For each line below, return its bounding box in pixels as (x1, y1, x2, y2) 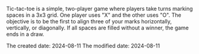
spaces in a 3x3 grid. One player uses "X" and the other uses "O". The (6, 11, 181, 19)
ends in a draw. (6, 31, 44, 38)
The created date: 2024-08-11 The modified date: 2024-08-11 (6, 42, 160, 49)
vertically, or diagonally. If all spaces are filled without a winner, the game (6, 24, 189, 31)
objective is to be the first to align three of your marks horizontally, (6, 18, 172, 25)
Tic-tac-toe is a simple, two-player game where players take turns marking (6, 5, 194, 12)
